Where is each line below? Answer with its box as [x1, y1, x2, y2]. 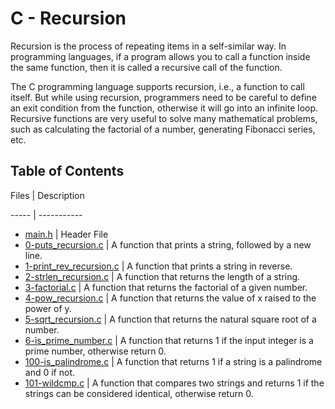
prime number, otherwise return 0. [24, 345, 167, 357]
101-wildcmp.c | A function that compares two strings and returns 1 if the [24, 377, 325, 389]
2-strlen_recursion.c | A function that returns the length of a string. [24, 270, 301, 282]
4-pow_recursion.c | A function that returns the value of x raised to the [24, 292, 317, 304]
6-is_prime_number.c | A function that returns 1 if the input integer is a [24, 334, 314, 346]
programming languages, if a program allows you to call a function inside [10, 50, 311, 62]
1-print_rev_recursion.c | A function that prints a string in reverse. [24, 260, 293, 272]
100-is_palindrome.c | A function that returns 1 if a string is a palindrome [24, 355, 323, 367]
